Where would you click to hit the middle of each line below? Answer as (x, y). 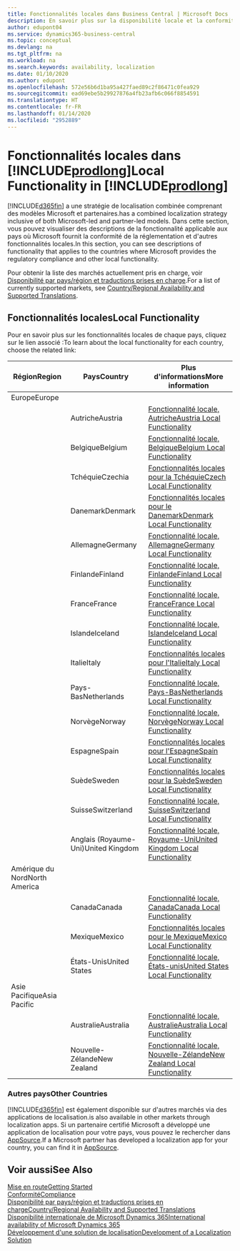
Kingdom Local (173, 848)
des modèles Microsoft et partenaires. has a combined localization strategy (117, 213)
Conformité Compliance (42, 1195)
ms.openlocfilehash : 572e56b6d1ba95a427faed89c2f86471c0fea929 (104, 87)
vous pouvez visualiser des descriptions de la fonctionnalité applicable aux (117, 228)
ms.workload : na (31, 61)
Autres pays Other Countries (57, 1094)
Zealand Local (172, 1063)
